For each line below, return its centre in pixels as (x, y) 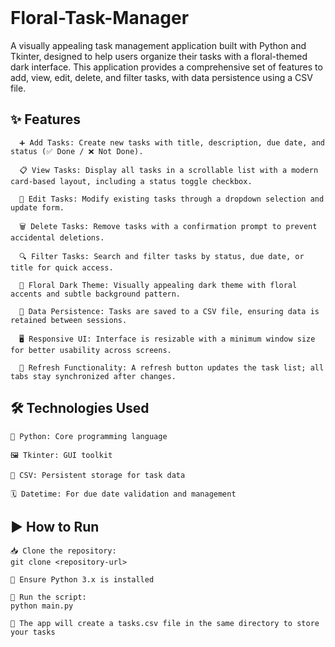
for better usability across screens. (91, 350)
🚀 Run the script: (48, 597)
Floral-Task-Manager (100, 18)
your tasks (33, 632)
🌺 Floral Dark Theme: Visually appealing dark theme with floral (158, 285)
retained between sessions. (69, 320)
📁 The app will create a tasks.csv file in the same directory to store (165, 624)
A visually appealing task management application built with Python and (158, 45)
